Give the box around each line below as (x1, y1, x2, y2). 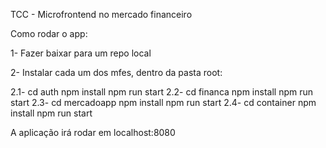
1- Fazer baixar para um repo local (10, 47, 152, 59)
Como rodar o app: (10, 28, 88, 39)
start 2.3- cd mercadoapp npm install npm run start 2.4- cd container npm (10, 97, 317, 108)
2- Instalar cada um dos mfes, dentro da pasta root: (10, 67, 223, 78)
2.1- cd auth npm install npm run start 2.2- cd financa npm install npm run (10, 86, 314, 98)
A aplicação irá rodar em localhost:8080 (10, 127, 176, 138)
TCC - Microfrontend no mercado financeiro (10, 9, 193, 20)
